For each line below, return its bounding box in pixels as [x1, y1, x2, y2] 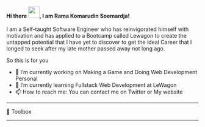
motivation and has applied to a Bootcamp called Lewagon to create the [6, 32, 187, 39]
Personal [15, 75, 38, 83]
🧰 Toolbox [6, 108, 32, 115]
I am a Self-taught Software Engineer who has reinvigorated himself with [6, 26, 189, 33]
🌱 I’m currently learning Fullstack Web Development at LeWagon [15, 81, 177, 89]
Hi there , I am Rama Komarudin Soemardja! [6, 12, 130, 19]
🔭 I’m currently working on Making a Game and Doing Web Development [15, 69, 198, 76]
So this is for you [6, 57, 49, 64]
